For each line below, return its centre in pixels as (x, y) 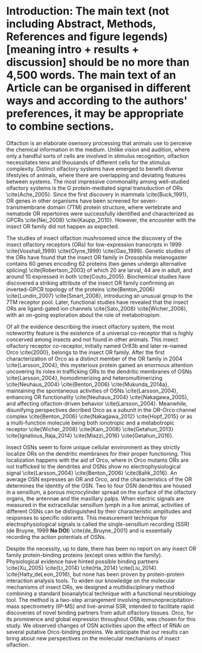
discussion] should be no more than (98, 62)
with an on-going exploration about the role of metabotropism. (84, 315)
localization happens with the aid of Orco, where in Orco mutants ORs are (97, 460)
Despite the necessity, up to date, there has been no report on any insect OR (101, 548)
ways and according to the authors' (97, 101)
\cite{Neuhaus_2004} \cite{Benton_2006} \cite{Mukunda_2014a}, (88, 384)
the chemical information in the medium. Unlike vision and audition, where (98, 150)
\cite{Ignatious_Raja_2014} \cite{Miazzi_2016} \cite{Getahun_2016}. (90, 435)
